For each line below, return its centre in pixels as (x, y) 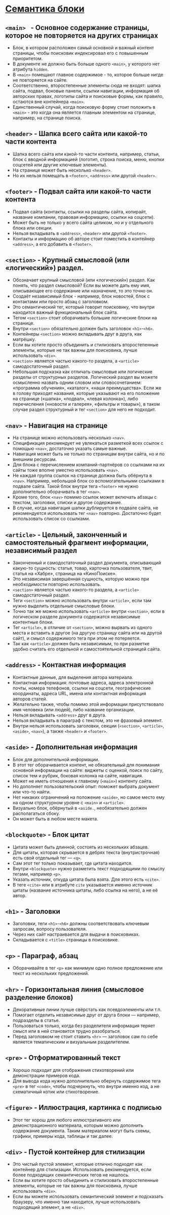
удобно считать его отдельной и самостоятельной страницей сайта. (87, 649)
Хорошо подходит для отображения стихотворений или (73, 1070)
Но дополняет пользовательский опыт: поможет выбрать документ (86, 786)
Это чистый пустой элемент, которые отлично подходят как (77, 1164)
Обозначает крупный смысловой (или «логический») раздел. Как (84, 280)
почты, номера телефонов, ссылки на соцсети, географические (81, 688)
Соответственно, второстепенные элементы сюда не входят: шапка (87, 85)
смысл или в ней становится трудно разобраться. (67, 1031)
